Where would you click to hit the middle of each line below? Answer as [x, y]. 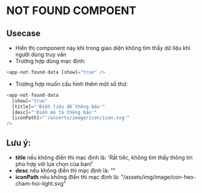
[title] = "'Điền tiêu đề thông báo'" [58, 107]
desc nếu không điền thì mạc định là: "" [65, 170]
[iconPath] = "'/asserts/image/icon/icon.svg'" [71, 118]
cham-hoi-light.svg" [40, 183]
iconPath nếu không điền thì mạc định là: [67, 177]
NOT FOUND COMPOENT [71, 11]
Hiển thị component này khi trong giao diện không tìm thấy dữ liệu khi [103, 48]
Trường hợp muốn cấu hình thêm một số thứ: [71, 84]
